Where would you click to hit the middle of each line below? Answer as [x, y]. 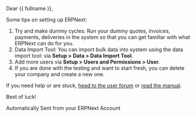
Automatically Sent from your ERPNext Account [63, 108]
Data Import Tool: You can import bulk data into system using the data [99, 49]
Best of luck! [21, 97]
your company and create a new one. [59, 74]
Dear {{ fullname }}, [30, 8]
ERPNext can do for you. [44, 43]
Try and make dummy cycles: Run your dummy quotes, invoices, [92, 31]
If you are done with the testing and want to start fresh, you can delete [99, 68]
